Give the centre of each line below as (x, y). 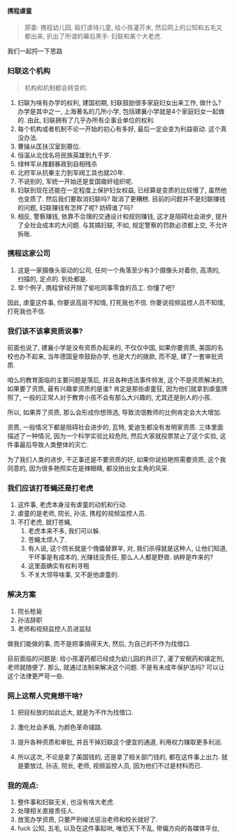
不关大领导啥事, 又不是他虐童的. (73, 574)
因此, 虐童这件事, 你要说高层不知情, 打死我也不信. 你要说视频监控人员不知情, (116, 302)
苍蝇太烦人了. (47, 540)
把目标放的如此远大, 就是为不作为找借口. (75, 712)
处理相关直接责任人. (46, 811)
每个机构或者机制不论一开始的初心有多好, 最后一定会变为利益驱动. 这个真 (122, 129)
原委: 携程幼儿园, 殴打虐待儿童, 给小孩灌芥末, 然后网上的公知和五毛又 (123, 27)
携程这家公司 (29, 253)
